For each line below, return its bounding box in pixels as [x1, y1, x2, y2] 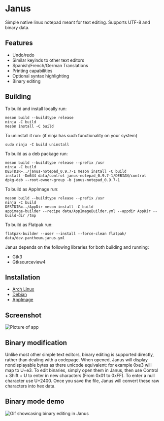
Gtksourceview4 [12, 259, 46, 265]
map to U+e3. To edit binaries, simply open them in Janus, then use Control [5, 367, 159, 373]
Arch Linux [12, 286, 34, 292]
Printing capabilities [12, 68, 53, 74]
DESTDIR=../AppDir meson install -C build [5, 204, 94, 209]
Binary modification [5, 339, 67, 347]
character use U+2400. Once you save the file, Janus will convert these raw [5, 378, 160, 383]
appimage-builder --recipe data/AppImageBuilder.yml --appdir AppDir [5, 208, 151, 214]
